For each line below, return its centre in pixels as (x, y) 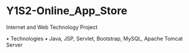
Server (14, 45)
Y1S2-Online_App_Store (67, 11)
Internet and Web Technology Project (52, 27)
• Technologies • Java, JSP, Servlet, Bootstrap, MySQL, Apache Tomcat (94, 38)
